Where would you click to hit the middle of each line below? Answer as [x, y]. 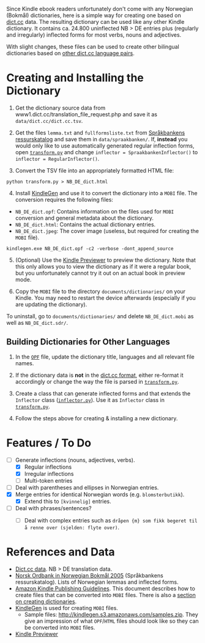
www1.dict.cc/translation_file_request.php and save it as [86, 114]
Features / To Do [49, 443]
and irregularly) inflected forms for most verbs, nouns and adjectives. [94, 35]
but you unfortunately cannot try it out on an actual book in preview [100, 273]
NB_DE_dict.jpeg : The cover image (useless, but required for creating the [107, 231]
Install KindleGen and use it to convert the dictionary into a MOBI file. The [106, 193]
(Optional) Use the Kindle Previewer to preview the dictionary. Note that [105, 260]
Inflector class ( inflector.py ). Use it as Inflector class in [90, 400]
